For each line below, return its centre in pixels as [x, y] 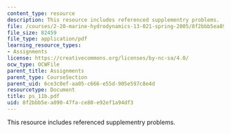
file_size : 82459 [32, 33]
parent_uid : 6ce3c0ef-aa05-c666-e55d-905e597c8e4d [81, 84]
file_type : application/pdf [47, 39]
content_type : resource [41, 13]
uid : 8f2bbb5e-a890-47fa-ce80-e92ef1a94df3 [70, 103]
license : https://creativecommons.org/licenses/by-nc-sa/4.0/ [98, 58]
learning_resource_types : [44, 45]
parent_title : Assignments [46, 71]
